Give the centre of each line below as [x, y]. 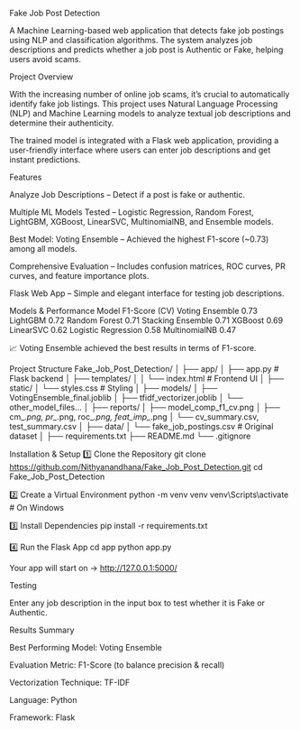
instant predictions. [45, 160]
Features [26, 177]
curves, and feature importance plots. [79, 276]
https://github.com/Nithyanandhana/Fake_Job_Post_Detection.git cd [136, 467]
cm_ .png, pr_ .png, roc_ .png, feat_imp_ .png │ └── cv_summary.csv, [134, 417]
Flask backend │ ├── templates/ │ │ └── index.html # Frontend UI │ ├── [147, 379]
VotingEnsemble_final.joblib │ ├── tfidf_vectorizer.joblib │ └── [126, 397]
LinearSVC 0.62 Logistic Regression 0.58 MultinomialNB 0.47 [123, 330]
